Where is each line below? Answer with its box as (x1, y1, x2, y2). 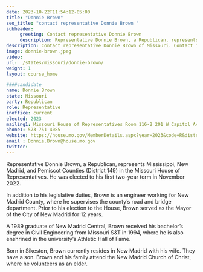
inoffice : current (6, 110, 53, 116)
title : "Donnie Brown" (6, 15, 63, 21)
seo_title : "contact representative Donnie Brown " (6, 20, 139, 26)
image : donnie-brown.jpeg (6, 48, 71, 55)
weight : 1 (6, 65, 31, 71)
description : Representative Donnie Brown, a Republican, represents (19, 37, 199, 43)
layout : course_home (6, 71, 59, 77)
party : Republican (6, 99, 53, 105)
